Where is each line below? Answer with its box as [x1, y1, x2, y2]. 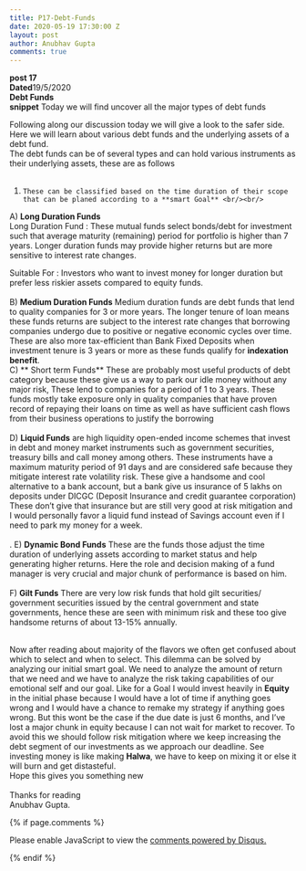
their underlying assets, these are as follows [9, 158, 176, 169]
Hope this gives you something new [9, 771, 144, 782]
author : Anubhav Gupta [9, 38, 96, 48]
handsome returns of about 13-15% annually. [9, 617, 178, 628]
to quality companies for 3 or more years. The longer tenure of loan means [9, 307, 290, 318]
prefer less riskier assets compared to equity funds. [9, 278, 203, 289]
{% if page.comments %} [9, 817, 105, 828]
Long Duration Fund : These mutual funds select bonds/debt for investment [9, 221, 292, 232]
